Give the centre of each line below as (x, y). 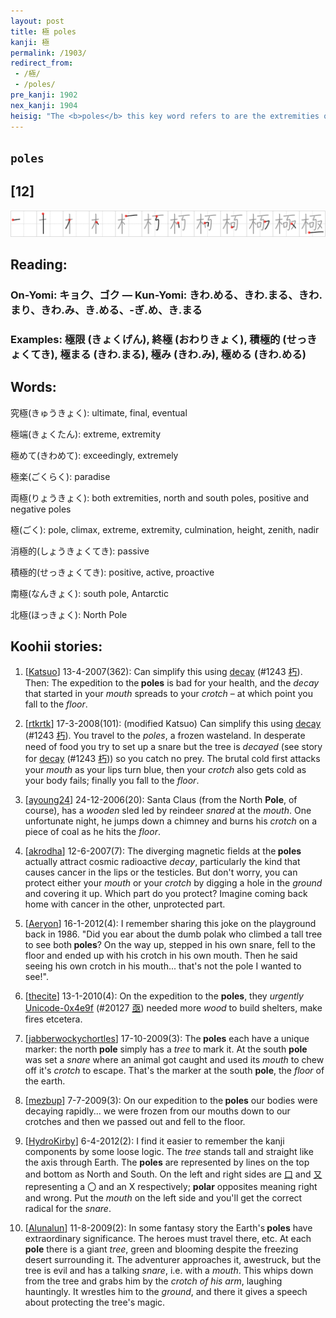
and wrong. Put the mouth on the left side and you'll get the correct (163, 1198)
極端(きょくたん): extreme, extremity (86, 434)
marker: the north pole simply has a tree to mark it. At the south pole (166, 1049)
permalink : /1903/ (48, 53)
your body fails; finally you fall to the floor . (112, 781)
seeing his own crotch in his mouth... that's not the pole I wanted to (163, 966)
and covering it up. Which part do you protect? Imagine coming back (166, 894)
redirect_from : (42, 63)
